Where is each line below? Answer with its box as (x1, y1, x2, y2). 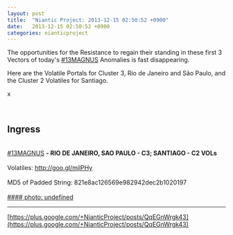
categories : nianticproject (7, 29, 89, 37)
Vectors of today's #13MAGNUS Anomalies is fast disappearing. (7, 56, 190, 64)
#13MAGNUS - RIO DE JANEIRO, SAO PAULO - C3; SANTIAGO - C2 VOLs (7, 149, 217, 158)
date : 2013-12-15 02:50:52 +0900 (7, 23, 110, 30)
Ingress (7, 123, 41, 135)
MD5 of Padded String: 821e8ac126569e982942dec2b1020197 (7, 178, 187, 187)
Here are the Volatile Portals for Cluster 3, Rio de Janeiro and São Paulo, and (7, 69, 226, 77)
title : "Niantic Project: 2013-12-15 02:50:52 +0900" (7, 17, 169, 23)
